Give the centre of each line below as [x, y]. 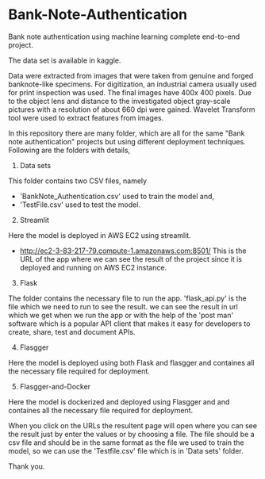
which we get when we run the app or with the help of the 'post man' [121, 315]
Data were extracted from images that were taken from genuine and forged [131, 75]
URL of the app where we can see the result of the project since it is [131, 259]
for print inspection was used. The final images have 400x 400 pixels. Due [130, 92]
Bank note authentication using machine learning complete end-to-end [124, 36]
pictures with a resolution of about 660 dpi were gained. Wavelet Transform [132, 109]
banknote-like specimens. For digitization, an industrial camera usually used [132, 84]
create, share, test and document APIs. [72, 331]
